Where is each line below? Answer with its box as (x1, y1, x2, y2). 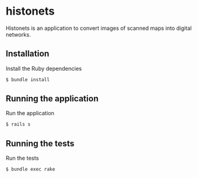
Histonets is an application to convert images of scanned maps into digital (5, 24, 192, 32)
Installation (5, 49, 50, 59)
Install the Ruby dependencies (5, 65, 82, 72)
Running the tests (5, 138, 75, 149)
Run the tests (5, 154, 39, 162)
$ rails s (5, 121, 31, 127)
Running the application (5, 93, 99, 104)
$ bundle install (5, 76, 50, 83)
